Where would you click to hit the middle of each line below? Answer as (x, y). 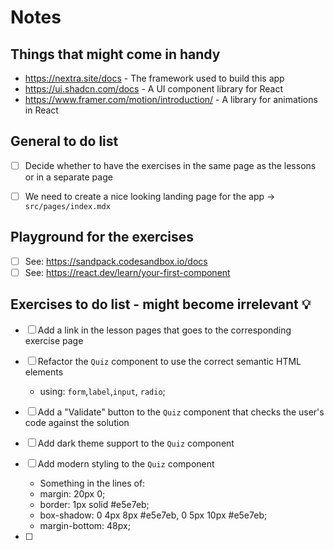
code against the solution (77, 422)
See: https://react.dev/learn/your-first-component (127, 272)
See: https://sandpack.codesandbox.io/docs (116, 261)
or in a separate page (68, 177)
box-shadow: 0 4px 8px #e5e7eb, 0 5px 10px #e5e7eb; (153, 515)
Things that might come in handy (115, 54)
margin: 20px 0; (72, 493)
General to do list (64, 141)
